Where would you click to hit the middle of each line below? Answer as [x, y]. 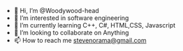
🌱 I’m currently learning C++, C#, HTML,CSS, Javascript [95, 25]
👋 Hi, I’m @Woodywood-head [56, 11]
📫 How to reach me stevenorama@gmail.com [80, 40]
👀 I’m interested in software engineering [71, 18]
